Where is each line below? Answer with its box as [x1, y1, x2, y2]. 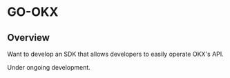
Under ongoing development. [7, 64, 91, 71]
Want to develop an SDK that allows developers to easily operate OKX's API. [7, 50, 224, 58]
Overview [7, 32, 50, 43]
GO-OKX [7, 4, 59, 20]
